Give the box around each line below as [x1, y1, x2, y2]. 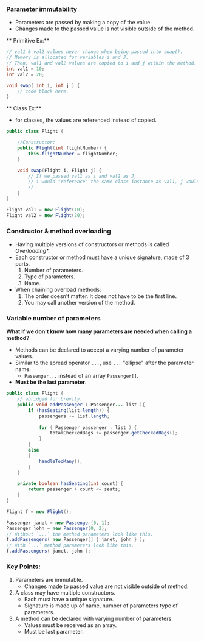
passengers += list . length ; [38, 413, 110, 419]
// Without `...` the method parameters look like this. [6, 531, 154, 537]
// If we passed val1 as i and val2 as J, [28, 173, 137, 179]
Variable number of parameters [6, 314, 101, 322]
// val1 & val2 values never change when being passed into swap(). [6, 49, 183, 55]
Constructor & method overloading [6, 227, 111, 235]
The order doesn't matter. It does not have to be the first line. [24, 292, 177, 300]
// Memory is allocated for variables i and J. [6, 54, 129, 61]
